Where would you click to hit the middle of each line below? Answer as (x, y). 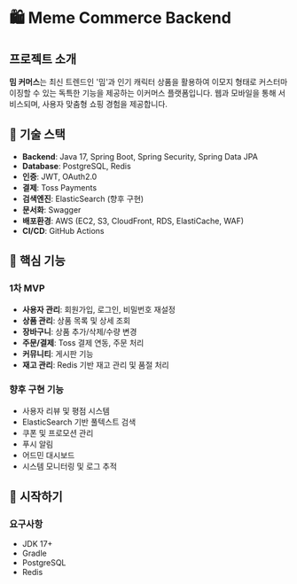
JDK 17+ (37, 544)
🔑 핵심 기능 (38, 261)
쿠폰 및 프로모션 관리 (58, 432)
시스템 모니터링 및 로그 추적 (70, 466)
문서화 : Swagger (51, 209)
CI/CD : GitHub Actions (63, 230)
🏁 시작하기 (36, 497)
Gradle (34, 553)
